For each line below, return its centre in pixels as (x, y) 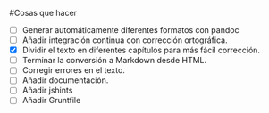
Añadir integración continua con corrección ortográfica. (125, 40)
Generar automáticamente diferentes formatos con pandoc (130, 30)
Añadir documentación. (65, 80)
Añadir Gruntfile (51, 101)
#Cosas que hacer (43, 13)
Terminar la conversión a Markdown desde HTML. (114, 61)
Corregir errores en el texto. (73, 70)
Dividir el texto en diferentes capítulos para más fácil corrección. (141, 50)
